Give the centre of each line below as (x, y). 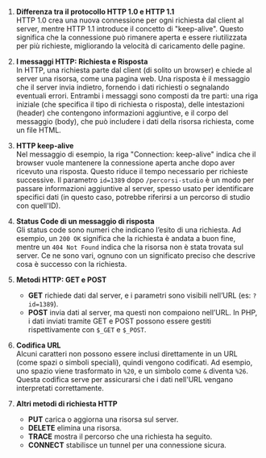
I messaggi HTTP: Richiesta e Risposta (82, 61)
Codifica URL (39, 345)
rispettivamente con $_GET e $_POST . (87, 329)
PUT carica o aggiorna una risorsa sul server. (103, 419)
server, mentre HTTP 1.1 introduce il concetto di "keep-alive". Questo (130, 29)
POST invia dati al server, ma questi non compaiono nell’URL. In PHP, (143, 312)
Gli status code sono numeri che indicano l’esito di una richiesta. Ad (129, 230)
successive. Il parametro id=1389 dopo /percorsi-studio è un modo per (135, 180)
